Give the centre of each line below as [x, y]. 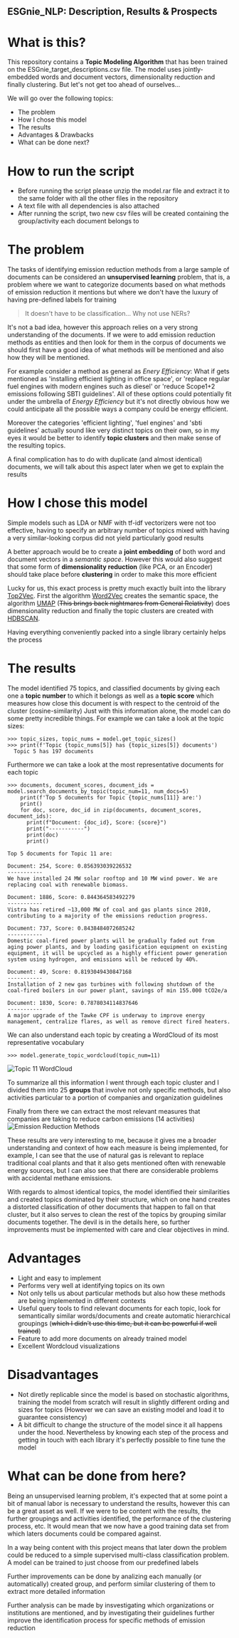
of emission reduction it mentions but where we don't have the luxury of [113, 292]
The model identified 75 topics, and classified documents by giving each [114, 688]
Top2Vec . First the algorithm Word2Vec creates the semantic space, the [113, 596]
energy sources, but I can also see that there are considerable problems [113, 1171]
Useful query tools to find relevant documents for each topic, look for [119, 1309]
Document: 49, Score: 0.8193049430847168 [70, 972]
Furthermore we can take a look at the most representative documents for [116, 765]
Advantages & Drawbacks [55, 135]
